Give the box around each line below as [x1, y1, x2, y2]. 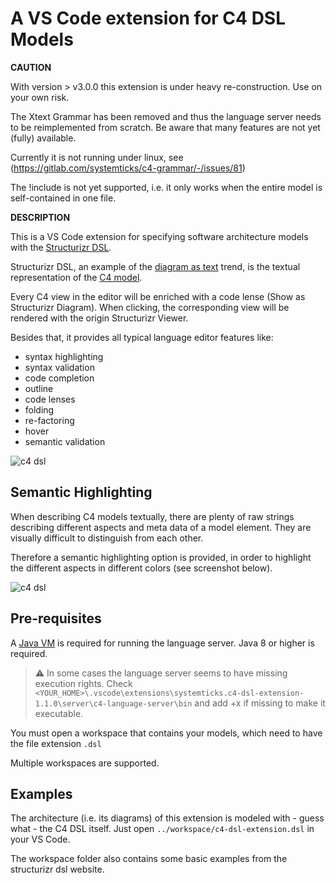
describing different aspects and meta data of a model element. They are [10, 521, 312, 533]
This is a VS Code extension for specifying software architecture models [10, 230, 309, 242]
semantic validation [24, 435, 106, 447]
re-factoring [24, 414, 75, 426]
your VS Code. [10, 833, 71, 846]
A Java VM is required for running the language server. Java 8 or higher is [10, 637, 315, 649]
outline [24, 382, 54, 394]
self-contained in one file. [10, 192, 117, 204]
